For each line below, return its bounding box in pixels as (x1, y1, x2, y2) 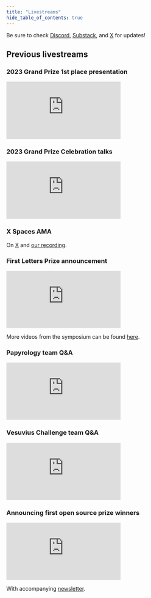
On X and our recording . (6, 241, 67, 248)
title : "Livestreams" (6, 9, 61, 15)
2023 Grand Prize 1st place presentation (6, 67, 128, 76)
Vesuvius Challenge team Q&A (6, 429, 99, 437)
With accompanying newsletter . (6, 585, 86, 592)
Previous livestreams (6, 49, 88, 59)
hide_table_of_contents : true (6, 15, 83, 21)
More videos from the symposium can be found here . (6, 333, 140, 341)
